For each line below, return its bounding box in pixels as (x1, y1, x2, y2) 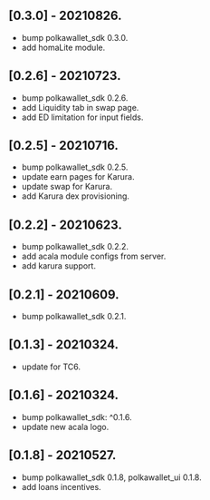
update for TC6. (21, 361, 81, 372)
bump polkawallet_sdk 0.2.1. (21, 311, 127, 322)
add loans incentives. (21, 481, 101, 492)
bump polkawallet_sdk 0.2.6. (21, 92, 129, 103)
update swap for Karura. (21, 181, 113, 192)
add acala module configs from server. (21, 250, 167, 262)
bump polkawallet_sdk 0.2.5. (21, 162, 129, 172)
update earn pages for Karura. (21, 172, 135, 182)
